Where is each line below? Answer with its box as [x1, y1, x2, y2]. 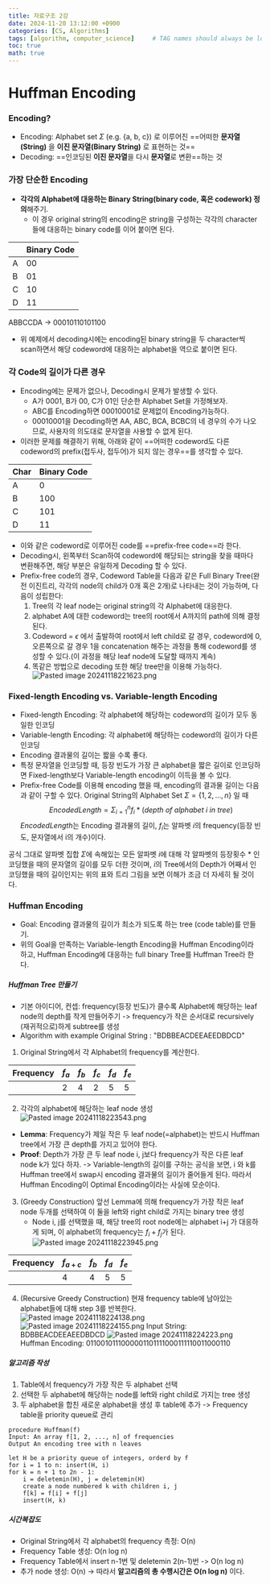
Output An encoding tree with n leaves [8, 1440, 142, 1449]
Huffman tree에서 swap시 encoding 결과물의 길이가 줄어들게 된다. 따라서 [19, 1170, 252, 1180]
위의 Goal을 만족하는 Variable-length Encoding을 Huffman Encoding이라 [19, 939, 255, 949]
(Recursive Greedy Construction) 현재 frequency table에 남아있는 [19, 1294, 233, 1304]
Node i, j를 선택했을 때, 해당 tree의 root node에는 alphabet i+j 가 [31, 1217, 238, 1227]
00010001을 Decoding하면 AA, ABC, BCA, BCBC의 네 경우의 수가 [31, 417, 242, 426]
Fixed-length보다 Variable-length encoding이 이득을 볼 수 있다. [28, 770, 231, 780]
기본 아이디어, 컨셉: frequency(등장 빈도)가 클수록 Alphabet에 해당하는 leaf [19, 1001, 258, 1011]
